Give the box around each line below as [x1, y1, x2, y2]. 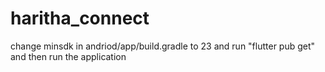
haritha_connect [10, 7, 150, 30]
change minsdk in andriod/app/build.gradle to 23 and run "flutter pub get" [10, 40, 316, 52]
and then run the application [10, 50, 127, 62]
